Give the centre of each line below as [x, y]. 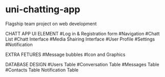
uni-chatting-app [43, 9]
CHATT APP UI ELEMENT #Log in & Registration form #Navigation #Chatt [82, 33]
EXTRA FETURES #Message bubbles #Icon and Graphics [65, 54]
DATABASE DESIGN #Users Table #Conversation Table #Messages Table [82, 64]
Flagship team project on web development [51, 24]
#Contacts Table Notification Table [42, 70]
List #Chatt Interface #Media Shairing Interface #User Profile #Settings [80, 39]
